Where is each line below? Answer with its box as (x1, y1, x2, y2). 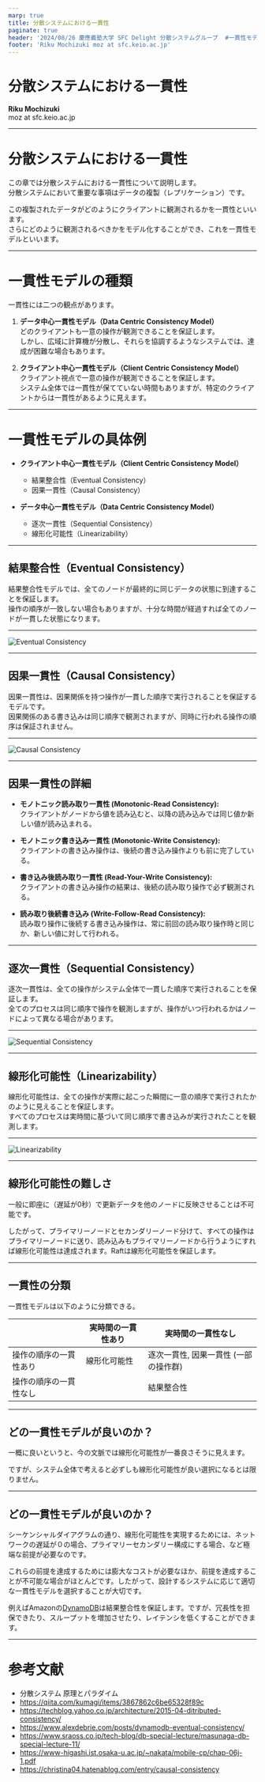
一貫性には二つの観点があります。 (8, 300, 118, 309)
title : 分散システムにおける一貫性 (8, 19, 110, 27)
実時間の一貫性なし (164, 1328, 237, 1339)
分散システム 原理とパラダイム (19, 1689, 119, 1698)
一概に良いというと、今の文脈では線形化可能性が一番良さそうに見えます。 (8, 1448, 250, 1458)
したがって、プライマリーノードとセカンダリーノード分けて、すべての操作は (8, 1226, 255, 1235)
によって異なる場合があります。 (14, 1014, 118, 1023)
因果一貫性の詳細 (8, 777, 91, 790)
